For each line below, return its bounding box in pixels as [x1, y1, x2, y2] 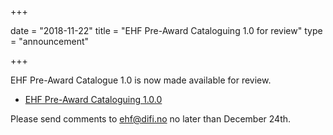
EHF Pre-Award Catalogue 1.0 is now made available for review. [10, 74, 272, 86]
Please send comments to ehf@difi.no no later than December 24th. [10, 113, 292, 125]
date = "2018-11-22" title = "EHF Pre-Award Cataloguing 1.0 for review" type [10, 25, 323, 36]
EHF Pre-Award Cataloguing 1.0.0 [24, 94, 163, 105]
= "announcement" [10, 36, 90, 47]
